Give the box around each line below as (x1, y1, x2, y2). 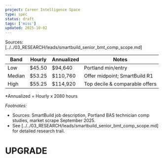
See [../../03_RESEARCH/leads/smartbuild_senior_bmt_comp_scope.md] (12, 123, 159, 129)
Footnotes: (5, 103, 27, 109)
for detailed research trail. (12, 128, 65, 134)
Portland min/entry (84, 65, 128, 72)
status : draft (5, 16, 34, 21)
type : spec (5, 12, 28, 17)
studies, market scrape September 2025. (12, 118, 96, 123)
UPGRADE (5, 145, 48, 157)
